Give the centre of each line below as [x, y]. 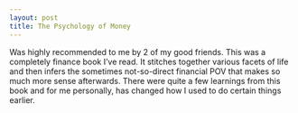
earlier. [23, 99]
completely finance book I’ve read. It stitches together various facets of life [149, 61]
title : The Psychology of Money [70, 26]
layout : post [34, 18]
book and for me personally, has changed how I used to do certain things [145, 90]
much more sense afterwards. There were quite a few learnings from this [145, 80]
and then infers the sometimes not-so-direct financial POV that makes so [145, 71]
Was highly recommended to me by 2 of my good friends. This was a [138, 52]
